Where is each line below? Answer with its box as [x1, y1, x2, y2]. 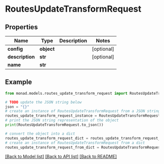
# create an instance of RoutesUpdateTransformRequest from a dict [5, 140, 145, 145]
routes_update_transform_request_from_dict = [5, 145, 99, 150]
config [7, 45, 23, 52]
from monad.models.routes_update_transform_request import [5, 91, 128, 96]
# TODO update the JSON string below [5, 100, 82, 104]
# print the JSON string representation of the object [5, 118, 119, 123]
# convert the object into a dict [5, 131, 76, 136]
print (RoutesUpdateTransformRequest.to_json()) [5, 123, 104, 127]
